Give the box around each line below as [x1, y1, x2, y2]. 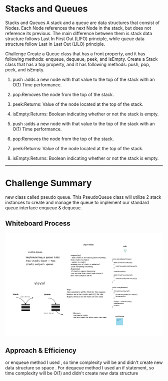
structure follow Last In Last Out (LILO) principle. [5, 41, 105, 47]
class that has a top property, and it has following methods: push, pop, [5, 61, 150, 67]
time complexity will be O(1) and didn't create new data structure [5, 370, 138, 376]
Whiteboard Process [5, 219, 71, 228]
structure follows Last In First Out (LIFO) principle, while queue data [5, 36, 145, 42]
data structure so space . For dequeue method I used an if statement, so [5, 365, 154, 371]
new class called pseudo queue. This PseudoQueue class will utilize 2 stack [5, 194, 161, 200]
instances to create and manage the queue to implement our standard [5, 199, 149, 205]
